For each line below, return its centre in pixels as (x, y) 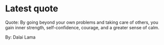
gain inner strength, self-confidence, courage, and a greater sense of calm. (82, 27)
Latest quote (32, 9)
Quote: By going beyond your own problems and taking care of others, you (82, 22)
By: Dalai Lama (20, 37)
